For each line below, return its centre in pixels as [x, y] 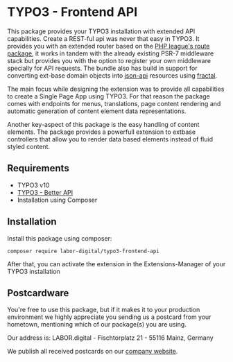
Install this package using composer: [60, 238]
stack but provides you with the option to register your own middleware [109, 60]
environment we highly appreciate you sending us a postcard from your [109, 317]
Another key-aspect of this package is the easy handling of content [103, 124]
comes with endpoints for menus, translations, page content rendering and [114, 103]
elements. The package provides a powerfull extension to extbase [102, 132]
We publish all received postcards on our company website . [93, 352]
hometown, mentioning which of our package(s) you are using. [97, 325]
